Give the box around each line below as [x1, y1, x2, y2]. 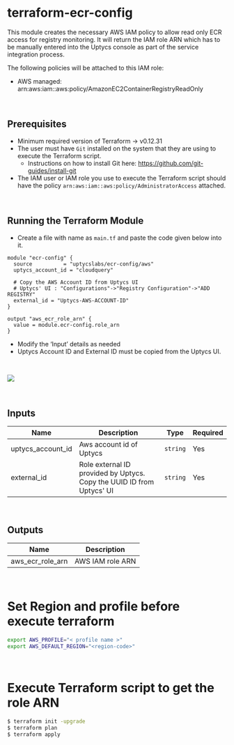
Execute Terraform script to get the [7, 680, 214, 696]
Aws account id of [79, 440, 138, 450]
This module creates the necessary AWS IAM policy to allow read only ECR [7, 28, 222, 36]
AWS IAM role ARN [74, 556, 136, 566]
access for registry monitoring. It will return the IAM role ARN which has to [7, 35, 221, 43]
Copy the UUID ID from [79, 477, 155, 487]
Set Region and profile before [7, 599, 180, 615]
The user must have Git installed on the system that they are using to [17, 144, 217, 153]
